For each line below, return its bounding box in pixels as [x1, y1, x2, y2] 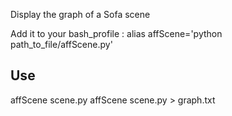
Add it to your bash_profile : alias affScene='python [10, 28, 223, 39]
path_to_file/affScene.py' [10, 39, 113, 50]
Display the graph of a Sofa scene [10, 9, 151, 20]
